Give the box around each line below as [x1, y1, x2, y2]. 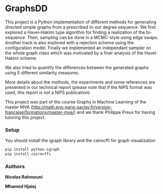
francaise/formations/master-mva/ [5, 109, 74, 115]
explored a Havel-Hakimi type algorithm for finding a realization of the [5, 29, 145, 35]
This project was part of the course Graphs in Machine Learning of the [5, 99, 146, 105]
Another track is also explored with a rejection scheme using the [5, 39, 134, 45]
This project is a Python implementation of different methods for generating [5, 19, 157, 25]
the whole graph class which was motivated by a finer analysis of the [5, 50, 144, 56]
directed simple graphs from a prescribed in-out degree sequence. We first [5, 24, 156, 30]
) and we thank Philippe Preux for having [73, 109, 156, 115]
